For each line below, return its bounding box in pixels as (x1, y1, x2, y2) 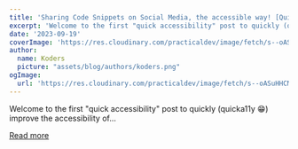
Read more (9, 129, 50, 140)
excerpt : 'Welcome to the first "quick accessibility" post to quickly (9, 21, 279, 30)
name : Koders (17, 54, 66, 63)
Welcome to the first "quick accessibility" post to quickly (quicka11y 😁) (9, 103, 269, 114)
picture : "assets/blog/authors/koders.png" (17, 63, 180, 72)
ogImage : (9, 71, 42, 80)
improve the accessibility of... (9, 113, 117, 123)
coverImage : (9, 37, 53, 47)
